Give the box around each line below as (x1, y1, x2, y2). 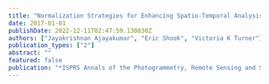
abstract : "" (8, 49, 52, 57)
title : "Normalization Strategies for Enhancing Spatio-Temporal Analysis (8, 11, 263, 20)
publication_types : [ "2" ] (8, 42, 94, 50)
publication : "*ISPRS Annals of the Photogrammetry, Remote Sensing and (8, 64, 256, 72)
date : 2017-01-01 (8, 19, 66, 27)
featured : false (8, 57, 62, 65)
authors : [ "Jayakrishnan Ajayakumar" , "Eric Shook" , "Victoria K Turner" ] (8, 34, 263, 42)
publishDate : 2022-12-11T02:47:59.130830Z (8, 26, 152, 34)
